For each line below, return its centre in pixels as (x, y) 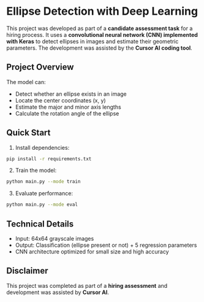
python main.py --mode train (43, 182)
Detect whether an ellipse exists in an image (71, 94)
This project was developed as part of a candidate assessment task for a (100, 28)
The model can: (26, 82)
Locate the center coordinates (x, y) (60, 100)
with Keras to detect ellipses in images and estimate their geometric (93, 41)
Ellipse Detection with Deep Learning (102, 11)
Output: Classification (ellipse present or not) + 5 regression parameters (106, 245)
